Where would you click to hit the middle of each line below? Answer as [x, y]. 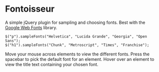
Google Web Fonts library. [31, 27]
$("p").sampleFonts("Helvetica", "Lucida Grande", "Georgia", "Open [76, 36]
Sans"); [13, 41]
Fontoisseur [30, 9]
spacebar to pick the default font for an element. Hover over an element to [80, 59]
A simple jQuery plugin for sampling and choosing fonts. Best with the [75, 22]
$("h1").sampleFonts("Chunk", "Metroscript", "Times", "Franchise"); [77, 45]
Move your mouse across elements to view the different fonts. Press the [77, 54]
